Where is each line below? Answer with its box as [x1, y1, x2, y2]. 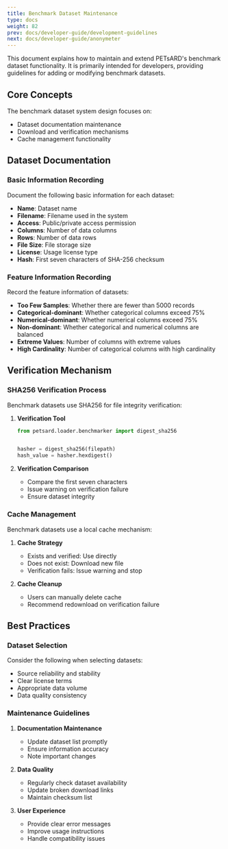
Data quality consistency [16, 691, 87, 699]
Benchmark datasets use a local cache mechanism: [7, 525, 153, 534]
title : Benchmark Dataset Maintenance [7, 10, 118, 17]
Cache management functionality [16, 134, 112, 143]
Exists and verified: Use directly [27, 551, 117, 560]
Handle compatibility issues [27, 834, 105, 842]
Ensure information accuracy [27, 745, 109, 753]
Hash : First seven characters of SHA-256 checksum [16, 255, 165, 263]
